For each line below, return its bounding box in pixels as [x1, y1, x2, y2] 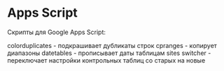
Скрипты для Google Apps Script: [7, 28, 106, 36]
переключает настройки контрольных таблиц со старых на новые [7, 56, 206, 64]
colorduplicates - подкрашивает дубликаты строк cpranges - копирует [7, 41, 217, 49]
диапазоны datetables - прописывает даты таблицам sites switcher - [7, 49, 211, 57]
